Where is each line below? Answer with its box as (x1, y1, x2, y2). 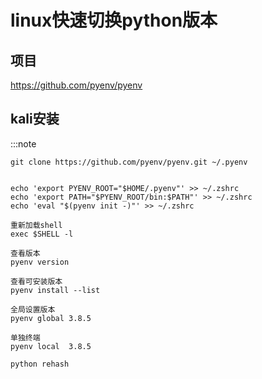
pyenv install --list (10, 285, 101, 295)
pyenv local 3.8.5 (10, 341, 92, 351)
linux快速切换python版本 (10, 9, 218, 32)
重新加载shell (10, 220, 63, 230)
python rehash (10, 359, 70, 369)
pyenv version (10, 257, 70, 267)
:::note (10, 137, 37, 150)
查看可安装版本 (10, 276, 63, 286)
